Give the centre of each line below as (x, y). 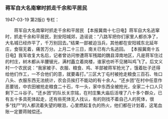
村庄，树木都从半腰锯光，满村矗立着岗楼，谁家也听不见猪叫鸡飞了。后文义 (86, 61)
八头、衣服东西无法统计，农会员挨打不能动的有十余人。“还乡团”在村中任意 (82, 80)
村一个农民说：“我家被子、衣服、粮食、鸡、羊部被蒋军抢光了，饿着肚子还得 (83, 68)
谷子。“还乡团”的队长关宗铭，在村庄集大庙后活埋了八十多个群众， (90, 93)
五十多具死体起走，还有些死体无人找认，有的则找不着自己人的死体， (79, 99)
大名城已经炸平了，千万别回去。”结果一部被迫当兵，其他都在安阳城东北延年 (82, 43)
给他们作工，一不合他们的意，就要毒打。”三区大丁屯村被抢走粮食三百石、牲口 (84, 74)
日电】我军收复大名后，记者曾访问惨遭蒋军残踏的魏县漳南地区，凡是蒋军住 (82, 55)
